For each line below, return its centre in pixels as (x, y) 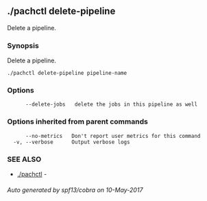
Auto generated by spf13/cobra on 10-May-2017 (75, 190)
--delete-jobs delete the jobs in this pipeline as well (111, 105)
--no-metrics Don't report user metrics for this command (113, 136)
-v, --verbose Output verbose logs (72, 142)
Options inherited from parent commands (78, 121)
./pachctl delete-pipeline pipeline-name (67, 73)
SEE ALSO (24, 159)
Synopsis (23, 45)
